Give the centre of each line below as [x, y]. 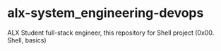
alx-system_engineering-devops [106, 13]
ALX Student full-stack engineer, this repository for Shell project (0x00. [111, 33]
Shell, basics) [27, 40]
